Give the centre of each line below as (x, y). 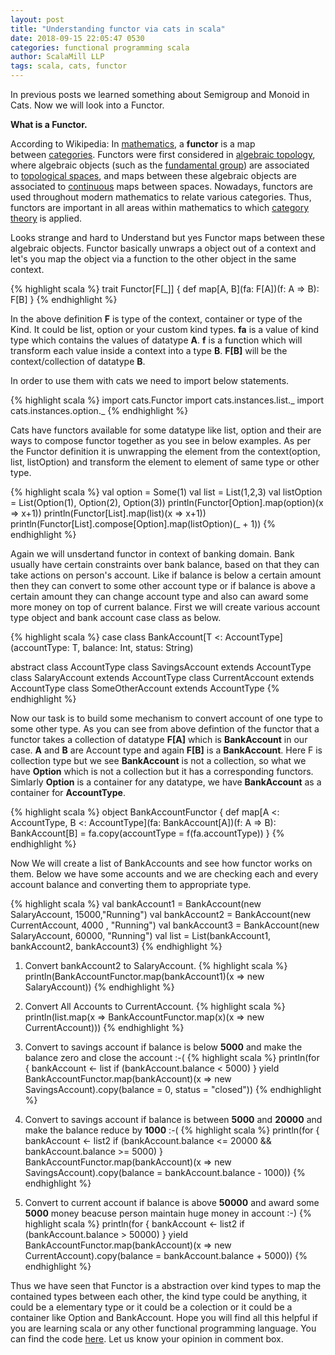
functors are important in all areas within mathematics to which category (160, 207)
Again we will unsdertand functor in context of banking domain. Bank (152, 554)
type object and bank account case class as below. (116, 617)
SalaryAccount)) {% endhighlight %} (99, 987)
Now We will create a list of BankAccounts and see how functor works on (161, 863)
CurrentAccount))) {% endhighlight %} (104, 1027)
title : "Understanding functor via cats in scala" (118, 29)
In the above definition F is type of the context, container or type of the (156, 319)
